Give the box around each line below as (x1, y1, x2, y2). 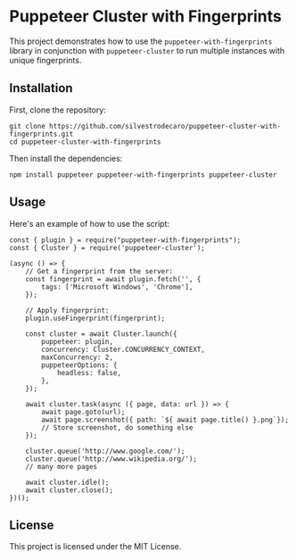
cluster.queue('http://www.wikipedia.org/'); (25, 454, 198, 464)
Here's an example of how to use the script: (9, 218, 170, 229)
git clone (9, 121, 46, 130)
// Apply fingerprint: (25, 305, 110, 314)
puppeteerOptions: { (41, 360, 118, 370)
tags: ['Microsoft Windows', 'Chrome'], (41, 282, 194, 291)
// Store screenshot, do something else (41, 422, 194, 432)
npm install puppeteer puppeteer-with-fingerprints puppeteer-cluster (9, 170, 277, 180)
